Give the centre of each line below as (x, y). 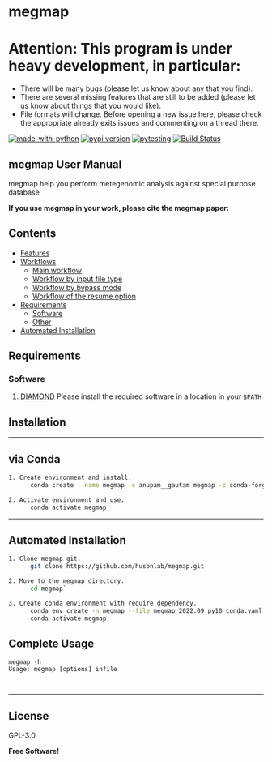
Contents (32, 233)
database (24, 192)
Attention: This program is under (120, 49)
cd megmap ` (48, 589)
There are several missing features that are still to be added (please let (138, 97)
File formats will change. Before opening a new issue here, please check (141, 114)
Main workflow (57, 270)
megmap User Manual (65, 164)
